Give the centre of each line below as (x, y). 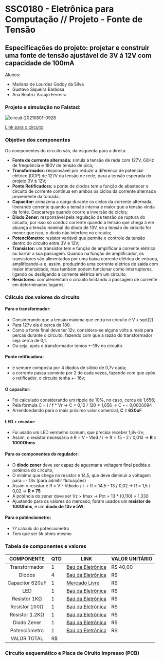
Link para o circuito (24, 127)
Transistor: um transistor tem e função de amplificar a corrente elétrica (84, 248)
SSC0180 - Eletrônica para (60, 9)
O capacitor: (18, 389)
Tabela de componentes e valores (46, 546)
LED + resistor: (20, 421)
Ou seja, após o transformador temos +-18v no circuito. (68, 346)
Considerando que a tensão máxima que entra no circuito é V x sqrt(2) (83, 320)
